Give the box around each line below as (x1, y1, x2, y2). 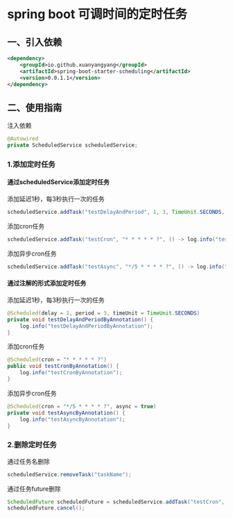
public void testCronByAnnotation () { (7, 362, 119, 370)
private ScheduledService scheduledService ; (7, 142, 138, 149)
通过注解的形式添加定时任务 (7, 279, 87, 287)
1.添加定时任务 (7, 159, 55, 169)
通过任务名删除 (7, 457, 50, 465)
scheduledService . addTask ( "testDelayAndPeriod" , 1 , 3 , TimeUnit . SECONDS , (7, 209, 225, 216)
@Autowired (7, 135, 39, 142)
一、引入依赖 (7, 36, 62, 48)
